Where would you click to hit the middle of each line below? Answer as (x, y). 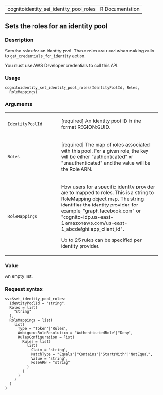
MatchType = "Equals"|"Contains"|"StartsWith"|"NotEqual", (92, 354)
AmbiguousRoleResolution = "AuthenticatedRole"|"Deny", (75, 333)
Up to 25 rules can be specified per (101, 240)
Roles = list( (24, 307)
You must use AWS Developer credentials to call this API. (62, 65)
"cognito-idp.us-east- (87, 217)
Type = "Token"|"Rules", (43, 328)
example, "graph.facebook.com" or (101, 211)
